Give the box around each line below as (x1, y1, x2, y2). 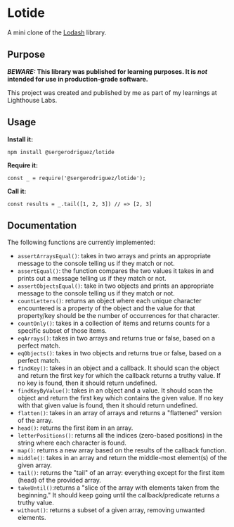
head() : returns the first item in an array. (17, 424, 134, 432)
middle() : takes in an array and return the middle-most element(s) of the (17, 454, 227, 462)
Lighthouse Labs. (7, 96, 58, 104)
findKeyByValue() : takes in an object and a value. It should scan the (17, 386, 213, 395)
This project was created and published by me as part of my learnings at (7, 88, 218, 96)
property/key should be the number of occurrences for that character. (17, 312, 220, 320)
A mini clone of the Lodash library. (7, 28, 107, 37)
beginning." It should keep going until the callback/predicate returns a (17, 491, 220, 500)
